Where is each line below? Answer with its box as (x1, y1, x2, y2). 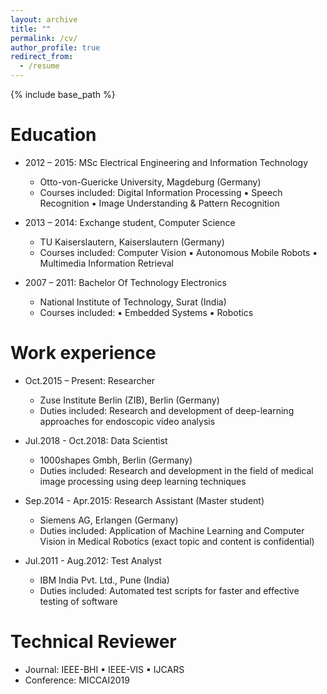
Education (10, 124, 97, 146)
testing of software (39, 595, 118, 607)
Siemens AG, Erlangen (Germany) (39, 514, 179, 526)
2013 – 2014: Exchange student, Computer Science (24, 216, 236, 228)
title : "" (10, 24, 52, 34)
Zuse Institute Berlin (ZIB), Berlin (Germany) (39, 394, 220, 406)
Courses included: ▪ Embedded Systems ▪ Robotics (39, 306, 254, 318)
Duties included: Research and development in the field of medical (39, 464, 314, 476)
